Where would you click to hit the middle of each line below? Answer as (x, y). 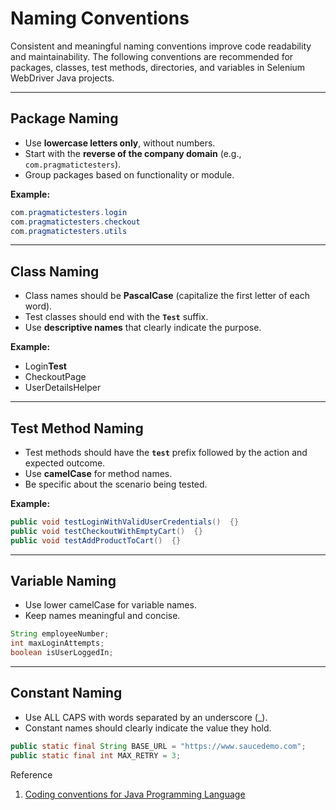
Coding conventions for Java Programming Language (135, 794)
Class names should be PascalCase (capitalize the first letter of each (167, 296)
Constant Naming (66, 693)
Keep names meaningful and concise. (102, 616)
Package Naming (64, 118)
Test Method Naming (77, 428)
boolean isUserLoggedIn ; (62, 653)
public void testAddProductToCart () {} (96, 540)
